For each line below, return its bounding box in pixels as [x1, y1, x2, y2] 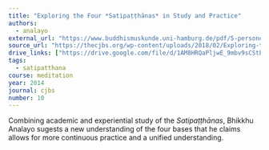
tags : [8, 57, 26, 65]
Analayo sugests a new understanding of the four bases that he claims [8, 124, 241, 134]
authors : [8, 19, 38, 27]
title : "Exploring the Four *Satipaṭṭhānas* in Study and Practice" [8, 11, 242, 20]
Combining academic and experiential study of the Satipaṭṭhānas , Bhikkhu [8, 116, 254, 125]
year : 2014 [8, 79, 45, 87]
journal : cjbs [8, 86, 56, 95]
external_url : [8, 34, 56, 43]
